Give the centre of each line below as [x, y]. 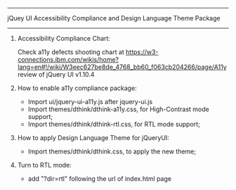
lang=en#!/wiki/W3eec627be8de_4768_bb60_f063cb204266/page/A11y [122, 67]
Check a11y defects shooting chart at [71, 52]
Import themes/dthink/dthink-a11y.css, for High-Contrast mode [118, 109]
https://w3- [142, 52]
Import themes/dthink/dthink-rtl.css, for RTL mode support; [114, 124]
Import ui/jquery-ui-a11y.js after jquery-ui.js [90, 102]
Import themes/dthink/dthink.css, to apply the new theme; [112, 151]
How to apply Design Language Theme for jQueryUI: [93, 138]
